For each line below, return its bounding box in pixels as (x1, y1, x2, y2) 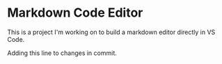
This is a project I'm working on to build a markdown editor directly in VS (7, 28, 216, 36)
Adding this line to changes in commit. (7, 49, 117, 57)
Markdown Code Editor (7, 5, 143, 21)
